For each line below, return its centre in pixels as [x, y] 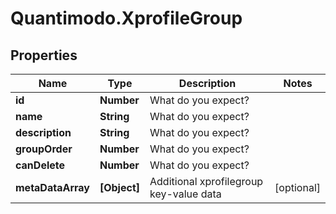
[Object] [120, 187]
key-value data [185, 194]
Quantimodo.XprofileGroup [126, 18]
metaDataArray [52, 187]
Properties [44, 55]
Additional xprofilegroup [206, 181]
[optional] [297, 187]
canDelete [40, 165]
